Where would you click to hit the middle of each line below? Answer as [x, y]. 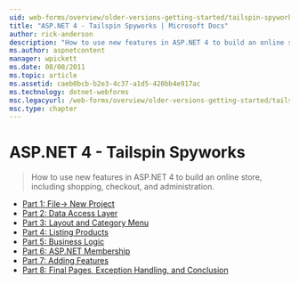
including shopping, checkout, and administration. [123, 187]
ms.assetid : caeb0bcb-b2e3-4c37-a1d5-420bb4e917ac [105, 84]
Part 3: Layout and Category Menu [85, 223]
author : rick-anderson [51, 34]
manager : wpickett [43, 59]
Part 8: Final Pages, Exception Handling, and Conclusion [125, 270]
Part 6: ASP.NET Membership [76, 251]
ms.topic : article [43, 76]
